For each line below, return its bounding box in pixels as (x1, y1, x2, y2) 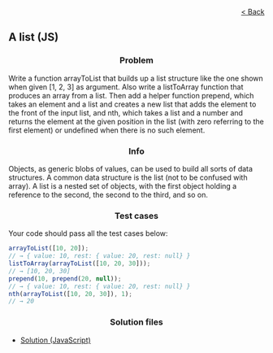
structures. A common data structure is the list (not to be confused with (8, 172, 248, 182)
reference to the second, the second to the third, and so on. (8, 190, 209, 199)
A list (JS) (8, 30, 59, 44)
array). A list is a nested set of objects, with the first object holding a (8, 181, 237, 190)
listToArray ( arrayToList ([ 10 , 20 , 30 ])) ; (8, 259, 151, 268)
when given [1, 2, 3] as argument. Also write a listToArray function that (8, 81, 244, 92)
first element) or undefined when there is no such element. (8, 125, 206, 135)
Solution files (109, 316, 164, 328)
